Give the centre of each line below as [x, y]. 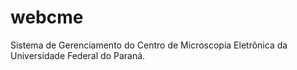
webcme [47, 17]
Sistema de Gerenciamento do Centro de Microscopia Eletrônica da [149, 45]
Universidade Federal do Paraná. [78, 55]
